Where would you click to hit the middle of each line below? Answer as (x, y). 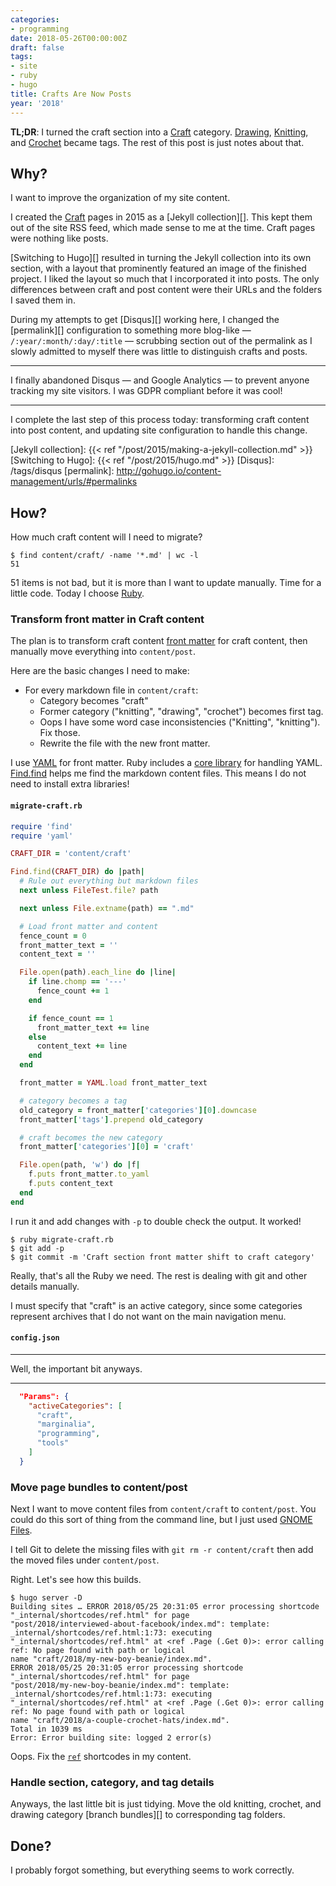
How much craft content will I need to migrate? (106, 537)
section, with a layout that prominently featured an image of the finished (158, 268)
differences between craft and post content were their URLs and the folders (166, 290)
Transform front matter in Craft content (107, 619)
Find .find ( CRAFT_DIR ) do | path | (77, 872)
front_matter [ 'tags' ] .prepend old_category (111, 1119)
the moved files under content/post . (85, 1560)
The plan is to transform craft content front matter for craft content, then (159, 641)
